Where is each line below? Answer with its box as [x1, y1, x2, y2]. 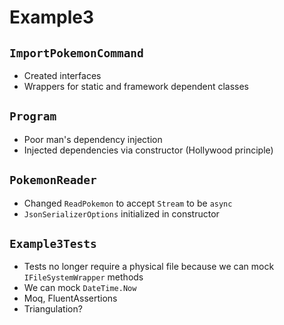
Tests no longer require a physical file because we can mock [23, 261, 275, 273]
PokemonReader [9, 173, 97, 188]
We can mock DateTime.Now [23, 282, 137, 294]
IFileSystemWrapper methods [23, 271, 144, 283]
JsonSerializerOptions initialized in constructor [23, 207, 220, 220]
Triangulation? [23, 303, 83, 315]
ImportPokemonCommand [9, 46, 144, 60]
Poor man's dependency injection [23, 133, 163, 145]
